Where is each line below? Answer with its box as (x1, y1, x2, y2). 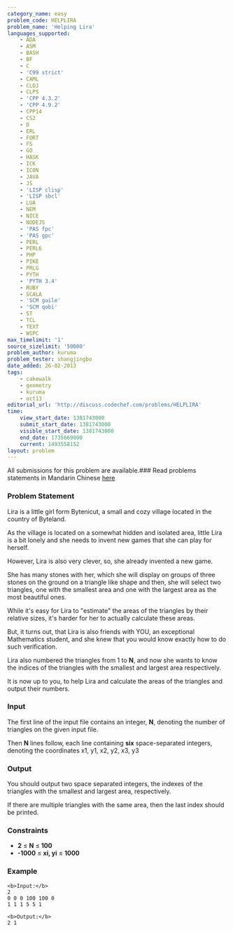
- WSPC (20, 330, 39, 337)
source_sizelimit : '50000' (7, 343, 86, 350)
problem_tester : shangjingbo (7, 356, 92, 363)
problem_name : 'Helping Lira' (7, 23, 96, 30)
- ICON (20, 166, 39, 174)
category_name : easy (7, 10, 68, 18)
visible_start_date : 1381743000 (20, 427, 114, 435)
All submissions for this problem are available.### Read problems (7, 466, 197, 475)
